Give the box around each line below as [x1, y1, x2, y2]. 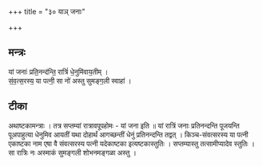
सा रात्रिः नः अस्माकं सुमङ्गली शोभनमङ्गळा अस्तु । [8, 148, 137, 157]
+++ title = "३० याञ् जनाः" [8, 7, 85, 16]
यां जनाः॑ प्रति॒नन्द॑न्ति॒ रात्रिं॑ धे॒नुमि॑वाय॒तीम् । [8, 67, 109, 77]
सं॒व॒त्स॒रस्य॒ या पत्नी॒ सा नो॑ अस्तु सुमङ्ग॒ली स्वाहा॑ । [8, 76, 132, 85]
